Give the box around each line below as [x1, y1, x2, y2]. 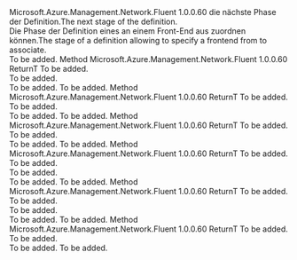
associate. [9, 44, 47, 55]
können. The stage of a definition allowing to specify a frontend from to [9, 35, 268, 45]
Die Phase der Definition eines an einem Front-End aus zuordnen [9, 26, 246, 36]
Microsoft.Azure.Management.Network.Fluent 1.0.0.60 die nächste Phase [9, 7, 277, 17]
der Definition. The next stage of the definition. [9, 16, 178, 27]
